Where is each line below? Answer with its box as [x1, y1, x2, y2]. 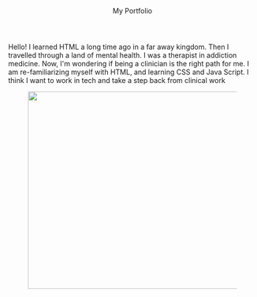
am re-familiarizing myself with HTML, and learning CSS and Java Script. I [8, 67, 249, 77]
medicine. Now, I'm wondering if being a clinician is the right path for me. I [8, 59, 250, 68]
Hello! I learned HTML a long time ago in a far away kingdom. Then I [8, 42, 229, 51]
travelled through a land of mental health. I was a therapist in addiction [8, 51, 237, 60]
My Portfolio [113, 6, 152, 15]
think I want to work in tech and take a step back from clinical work [8, 76, 226, 85]
